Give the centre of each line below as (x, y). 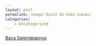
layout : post (19, 10)
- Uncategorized (32, 24)
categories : (18, 19)
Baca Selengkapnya (26, 38)
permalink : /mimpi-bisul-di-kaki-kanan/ (49, 14)
